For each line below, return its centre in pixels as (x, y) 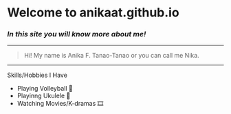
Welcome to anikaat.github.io (93, 13)
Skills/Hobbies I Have (37, 75)
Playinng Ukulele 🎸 (44, 96)
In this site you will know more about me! (77, 34)
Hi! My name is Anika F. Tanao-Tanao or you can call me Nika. (111, 56)
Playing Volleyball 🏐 (45, 89)
